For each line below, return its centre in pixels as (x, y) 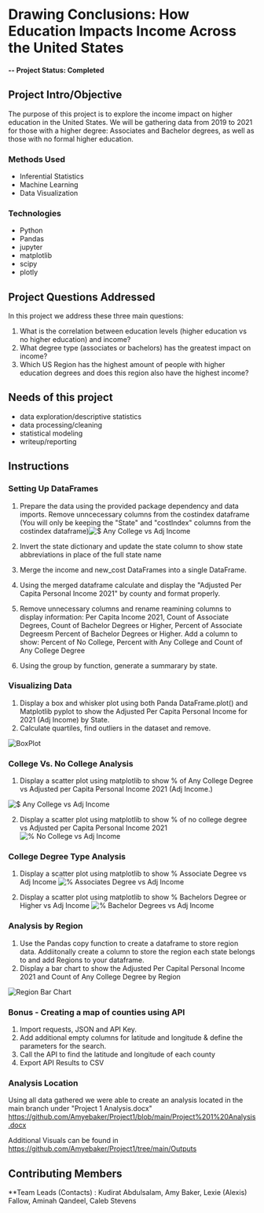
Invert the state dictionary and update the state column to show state (131, 546)
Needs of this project (60, 397)
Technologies (35, 213)
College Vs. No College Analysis (71, 763)
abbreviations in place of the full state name (90, 554)
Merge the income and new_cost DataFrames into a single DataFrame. (133, 570)
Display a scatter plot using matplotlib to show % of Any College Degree (136, 781)
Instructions (38, 467)
